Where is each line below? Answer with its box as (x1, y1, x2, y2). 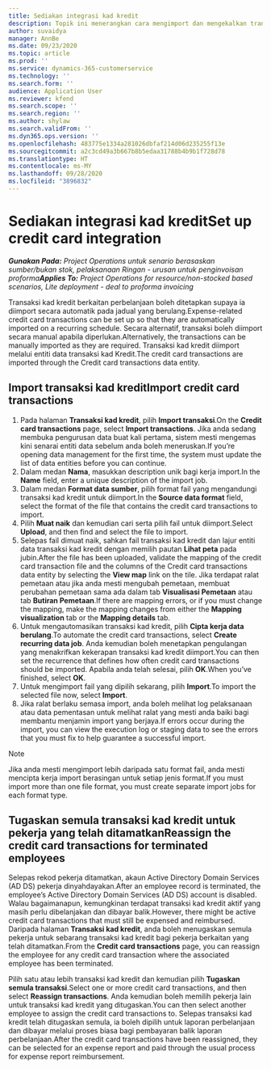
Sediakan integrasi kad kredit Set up (8, 212, 252, 230)
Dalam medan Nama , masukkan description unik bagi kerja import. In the (19, 467, 261, 476)
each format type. (8, 790, 69, 800)
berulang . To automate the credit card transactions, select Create (19, 630, 238, 640)
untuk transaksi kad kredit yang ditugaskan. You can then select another (8, 1000, 247, 1010)
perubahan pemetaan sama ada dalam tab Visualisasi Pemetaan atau (19, 587, 252, 597)
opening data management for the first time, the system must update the (19, 450, 262, 459)
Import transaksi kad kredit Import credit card (8, 381, 240, 395)
